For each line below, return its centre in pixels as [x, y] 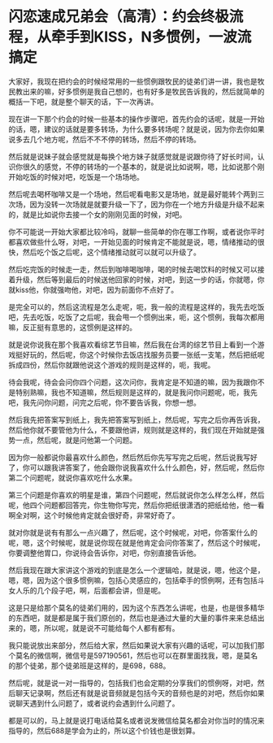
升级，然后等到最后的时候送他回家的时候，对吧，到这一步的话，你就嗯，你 [140, 279]
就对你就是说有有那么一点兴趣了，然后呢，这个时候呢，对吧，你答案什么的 [133, 532]
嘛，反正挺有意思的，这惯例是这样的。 [72, 327]
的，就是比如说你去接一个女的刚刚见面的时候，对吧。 [97, 214]
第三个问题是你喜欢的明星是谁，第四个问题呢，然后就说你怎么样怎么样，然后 [136, 495]
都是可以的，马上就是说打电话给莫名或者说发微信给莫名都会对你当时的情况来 [136, 720]
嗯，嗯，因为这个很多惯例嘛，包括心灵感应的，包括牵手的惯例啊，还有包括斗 [136, 580]
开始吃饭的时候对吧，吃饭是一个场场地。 [76, 176]
